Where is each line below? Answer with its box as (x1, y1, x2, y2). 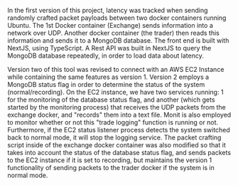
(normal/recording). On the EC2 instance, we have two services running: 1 (7, 88, 224, 96)
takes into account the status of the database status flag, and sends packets (7, 149, 232, 157)
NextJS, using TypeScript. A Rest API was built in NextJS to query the (7, 44, 212, 52)
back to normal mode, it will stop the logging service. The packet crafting (7, 133, 222, 142)
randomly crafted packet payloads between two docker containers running (7, 14, 227, 22)
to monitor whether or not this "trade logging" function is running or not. (7, 118, 219, 127)
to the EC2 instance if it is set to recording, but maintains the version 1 (7, 156, 212, 164)
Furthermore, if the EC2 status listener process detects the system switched (7, 126, 231, 134)
